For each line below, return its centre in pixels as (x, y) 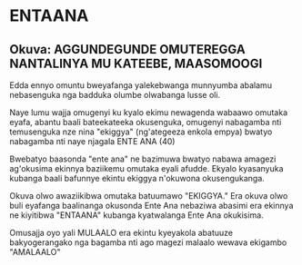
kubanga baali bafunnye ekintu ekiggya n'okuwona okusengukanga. (137, 178)
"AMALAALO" (35, 252)
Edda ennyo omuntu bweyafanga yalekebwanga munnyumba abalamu (141, 85)
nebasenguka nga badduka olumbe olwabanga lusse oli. (115, 95)
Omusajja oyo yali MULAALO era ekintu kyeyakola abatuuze (121, 233)
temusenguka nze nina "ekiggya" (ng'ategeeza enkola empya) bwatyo (141, 132)
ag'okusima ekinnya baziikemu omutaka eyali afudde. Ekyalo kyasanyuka (146, 168)
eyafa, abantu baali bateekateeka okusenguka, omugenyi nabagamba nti (146, 122)
